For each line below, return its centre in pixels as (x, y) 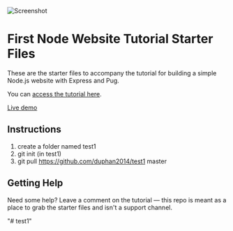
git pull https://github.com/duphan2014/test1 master (92, 161)
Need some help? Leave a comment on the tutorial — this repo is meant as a (117, 200)
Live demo (22, 107)
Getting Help (35, 183)
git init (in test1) (39, 154)
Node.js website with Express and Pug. (63, 80)
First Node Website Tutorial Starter (110, 39)
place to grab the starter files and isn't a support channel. (90, 207)
